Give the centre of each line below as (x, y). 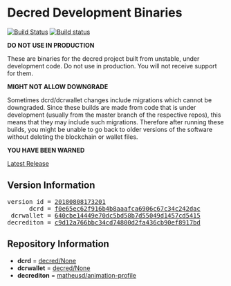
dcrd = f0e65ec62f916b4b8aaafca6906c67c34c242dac (114, 208)
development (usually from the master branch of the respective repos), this (114, 115)
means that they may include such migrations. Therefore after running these (115, 122)
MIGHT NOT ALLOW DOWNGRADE (58, 86)
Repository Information (58, 244)
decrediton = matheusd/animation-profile (77, 275)
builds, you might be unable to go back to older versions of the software (110, 129)
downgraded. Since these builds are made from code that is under (102, 107)
